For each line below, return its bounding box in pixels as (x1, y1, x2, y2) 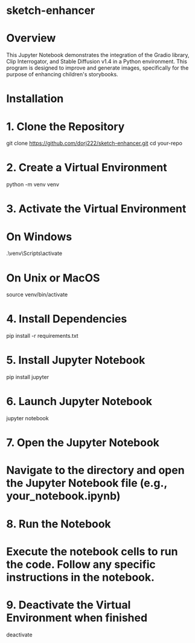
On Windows (6, 229, 72, 243)
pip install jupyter (6, 374, 50, 381)
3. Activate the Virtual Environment (6, 202, 187, 216)
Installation (6, 92, 64, 106)
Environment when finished (6, 611, 148, 624)
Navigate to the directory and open (6, 464, 185, 477)
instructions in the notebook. (6, 570, 155, 584)
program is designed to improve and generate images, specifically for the (6, 64, 189, 71)
